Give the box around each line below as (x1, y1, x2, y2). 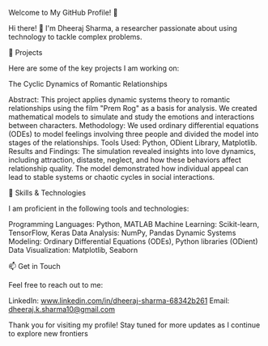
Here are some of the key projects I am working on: (8, 63, 180, 73)
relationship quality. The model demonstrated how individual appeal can (8, 164, 249, 173)
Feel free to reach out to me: (8, 280, 104, 289)
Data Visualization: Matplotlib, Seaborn (8, 246, 138, 254)
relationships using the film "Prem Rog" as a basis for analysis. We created (8, 104, 257, 113)
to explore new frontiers (8, 329, 89, 338)
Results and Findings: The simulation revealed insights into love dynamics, (8, 147, 257, 156)
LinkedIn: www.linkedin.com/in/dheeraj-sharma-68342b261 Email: (8, 296, 230, 305)
